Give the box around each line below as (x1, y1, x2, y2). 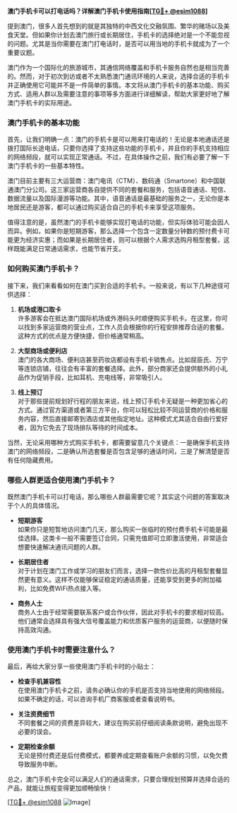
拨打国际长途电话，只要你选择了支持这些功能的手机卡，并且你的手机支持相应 (7, 144, 230, 152)
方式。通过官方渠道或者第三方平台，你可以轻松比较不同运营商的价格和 (17, 405, 222, 414)
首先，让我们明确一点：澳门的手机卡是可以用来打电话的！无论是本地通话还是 (7, 135, 230, 144)
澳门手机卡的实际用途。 (7, 99, 75, 106)
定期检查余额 (17, 742, 55, 751)
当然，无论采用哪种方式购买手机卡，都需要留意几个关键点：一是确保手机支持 (7, 438, 230, 446)
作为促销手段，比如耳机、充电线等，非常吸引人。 (23, 373, 166, 381)
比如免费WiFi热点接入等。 (30, 584, 105, 592)
